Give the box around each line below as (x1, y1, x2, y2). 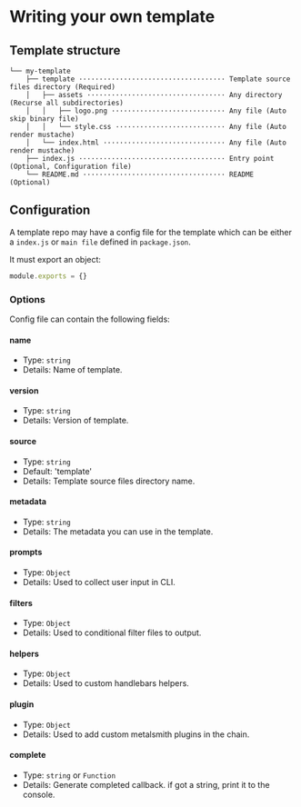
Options (9, 293, 45, 305)
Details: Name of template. (22, 364, 123, 375)
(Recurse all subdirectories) (9, 98, 125, 107)
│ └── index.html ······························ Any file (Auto (25, 138, 286, 147)
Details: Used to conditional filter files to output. (22, 627, 202, 638)
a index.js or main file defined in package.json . (9, 236, 191, 247)
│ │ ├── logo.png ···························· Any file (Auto (25, 106, 286, 115)
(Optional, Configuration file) (9, 162, 132, 171)
